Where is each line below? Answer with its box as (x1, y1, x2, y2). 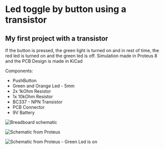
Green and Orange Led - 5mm (12, 83, 75, 89)
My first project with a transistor (5, 34, 108, 43)
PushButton (12, 78, 37, 83)
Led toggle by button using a (5, 4, 126, 15)
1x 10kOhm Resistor (12, 94, 53, 99)
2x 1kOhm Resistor (12, 88, 51, 94)
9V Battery (12, 109, 35, 115)
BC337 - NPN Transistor (12, 99, 63, 105)
